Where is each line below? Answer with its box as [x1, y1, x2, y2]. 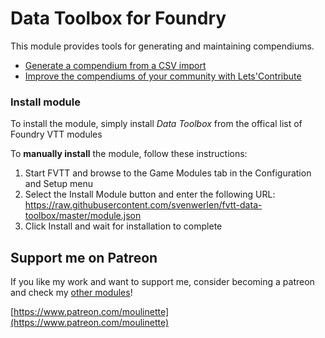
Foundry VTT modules [10, 128, 103, 141]
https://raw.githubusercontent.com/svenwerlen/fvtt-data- [24, 199, 263, 211]
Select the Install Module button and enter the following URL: [24, 188, 276, 201]
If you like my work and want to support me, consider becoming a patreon [10, 276, 315, 288]
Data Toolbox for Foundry [10, 7, 227, 30]
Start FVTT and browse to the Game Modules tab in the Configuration [24, 167, 312, 179]
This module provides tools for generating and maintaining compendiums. [10, 40, 315, 52]
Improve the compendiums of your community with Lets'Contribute [24, 70, 302, 82]
